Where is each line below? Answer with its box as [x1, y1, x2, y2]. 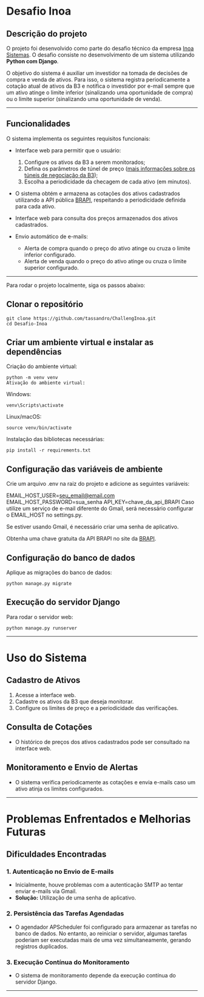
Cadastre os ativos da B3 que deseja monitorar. [15, 698, 134, 705]
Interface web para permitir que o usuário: [15, 146, 121, 154]
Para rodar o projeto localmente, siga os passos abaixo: [6, 282, 146, 289]
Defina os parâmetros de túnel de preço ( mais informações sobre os [24, 165, 195, 172]
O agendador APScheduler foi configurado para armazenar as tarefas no [15, 923, 197, 931]
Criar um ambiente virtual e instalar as [6, 337, 154, 348]
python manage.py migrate [6, 581, 72, 587]
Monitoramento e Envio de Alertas [6, 762, 138, 773]
